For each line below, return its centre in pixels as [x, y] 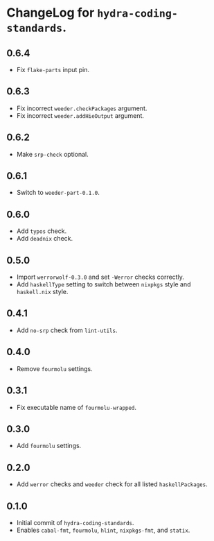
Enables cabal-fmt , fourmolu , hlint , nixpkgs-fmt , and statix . [103, 530]
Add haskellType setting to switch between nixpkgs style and [104, 284]
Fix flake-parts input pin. [53, 70]
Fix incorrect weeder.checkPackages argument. [82, 108]
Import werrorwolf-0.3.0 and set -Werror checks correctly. [100, 277]
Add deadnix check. [45, 239]
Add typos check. [42, 231]
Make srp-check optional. [53, 154]
